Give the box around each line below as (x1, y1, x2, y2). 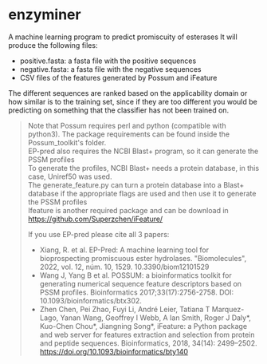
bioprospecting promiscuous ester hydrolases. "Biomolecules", (39, 253, 247, 263)
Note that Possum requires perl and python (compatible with (27, 121, 226, 130)
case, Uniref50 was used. (27, 172, 112, 181)
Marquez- (211, 304, 245, 314)
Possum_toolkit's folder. (27, 137, 107, 147)
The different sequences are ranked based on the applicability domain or (8, 88, 248, 97)
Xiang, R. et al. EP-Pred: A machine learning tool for (39, 245, 210, 255)
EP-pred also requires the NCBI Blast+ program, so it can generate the (27, 146, 259, 156)
